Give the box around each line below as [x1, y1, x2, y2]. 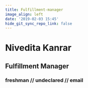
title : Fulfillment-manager [5, 7, 64, 12]
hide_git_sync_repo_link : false [5, 21, 72, 26]
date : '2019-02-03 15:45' [5, 16, 59, 21]
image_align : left [5, 12, 43, 17]
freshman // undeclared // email [5, 77, 84, 84]
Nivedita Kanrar [5, 43, 72, 53]
